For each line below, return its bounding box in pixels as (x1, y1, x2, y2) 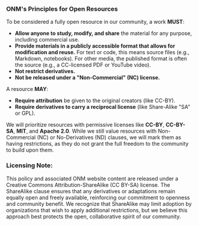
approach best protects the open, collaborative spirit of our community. (6, 213, 181, 220)
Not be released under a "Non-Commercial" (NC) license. (14, 74, 161, 81)
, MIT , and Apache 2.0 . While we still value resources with (13, 127, 157, 135)
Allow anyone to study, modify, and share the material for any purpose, (14, 30, 192, 37)
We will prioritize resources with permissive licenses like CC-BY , (6, 121, 165, 128)
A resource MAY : (6, 86, 49, 93)
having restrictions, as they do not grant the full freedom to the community (6, 140, 189, 147)
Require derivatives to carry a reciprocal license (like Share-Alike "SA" (14, 103, 190, 111)
